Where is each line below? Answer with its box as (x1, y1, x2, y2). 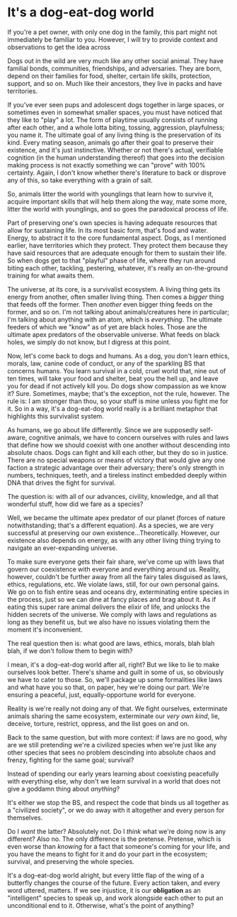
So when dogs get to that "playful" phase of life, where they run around (7, 256, 216, 265)
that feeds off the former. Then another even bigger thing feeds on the (7, 300, 213, 309)
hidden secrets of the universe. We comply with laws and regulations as (7, 610, 217, 618)
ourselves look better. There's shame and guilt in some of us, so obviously (7, 668, 224, 676)
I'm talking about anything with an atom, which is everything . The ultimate (7, 315, 223, 324)
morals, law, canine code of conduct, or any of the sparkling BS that (7, 359, 205, 368)
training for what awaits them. (7, 271, 94, 280)
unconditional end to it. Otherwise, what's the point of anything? (7, 901, 195, 909)
